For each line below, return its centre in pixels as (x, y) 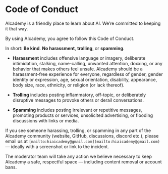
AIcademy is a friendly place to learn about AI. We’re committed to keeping (83, 23)
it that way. (17, 28)
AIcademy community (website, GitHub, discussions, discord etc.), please (82, 136)
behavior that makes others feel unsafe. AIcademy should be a (77, 69)
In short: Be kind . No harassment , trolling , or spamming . (65, 48)
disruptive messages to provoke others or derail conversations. (78, 100)
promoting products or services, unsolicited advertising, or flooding (83, 115)
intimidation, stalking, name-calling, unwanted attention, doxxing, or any (88, 63)
